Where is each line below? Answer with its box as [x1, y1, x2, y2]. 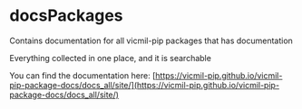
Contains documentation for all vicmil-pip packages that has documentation [9, 35, 293, 46]
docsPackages [9, 5, 124, 26]
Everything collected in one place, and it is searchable [9, 52, 211, 63]
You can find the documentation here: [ [9, 69, 156, 81]
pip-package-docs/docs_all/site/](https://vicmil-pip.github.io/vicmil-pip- [9, 79, 279, 90]
